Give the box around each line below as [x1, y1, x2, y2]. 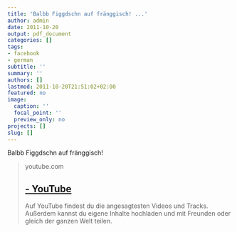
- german [7, 57, 33, 64]
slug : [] [7, 129, 33, 136]
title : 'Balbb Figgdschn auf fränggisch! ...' [7, 10, 148, 18]
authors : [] [7, 76, 43, 84]
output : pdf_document [7, 30, 72, 38]
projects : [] [7, 122, 46, 130]
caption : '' [14, 103, 50, 110]
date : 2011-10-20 [7, 23, 59, 31]
